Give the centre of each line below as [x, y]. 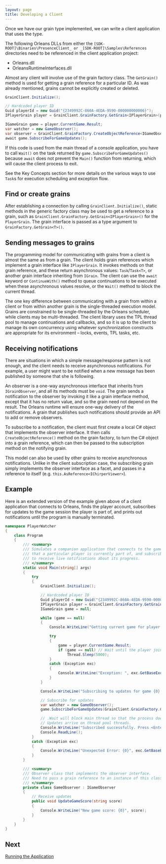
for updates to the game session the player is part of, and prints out [74, 511]
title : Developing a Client [34, 14]
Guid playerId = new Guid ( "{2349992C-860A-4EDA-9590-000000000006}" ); [79, 111]
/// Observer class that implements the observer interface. [87, 773]
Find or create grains [38, 194]
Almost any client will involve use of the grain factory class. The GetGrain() [82, 77]
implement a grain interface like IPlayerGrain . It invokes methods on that [79, 265]
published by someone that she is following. [50, 376]
